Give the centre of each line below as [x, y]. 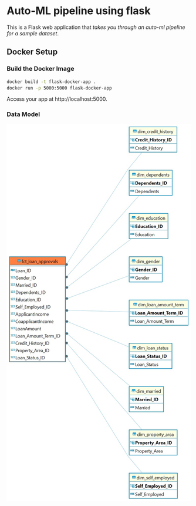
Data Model [23, 114]
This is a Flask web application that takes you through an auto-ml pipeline [96, 27]
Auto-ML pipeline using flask [79, 11]
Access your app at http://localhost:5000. [57, 99]
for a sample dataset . [33, 33]
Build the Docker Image [40, 69]
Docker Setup [32, 52]
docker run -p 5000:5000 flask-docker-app [59, 88]
